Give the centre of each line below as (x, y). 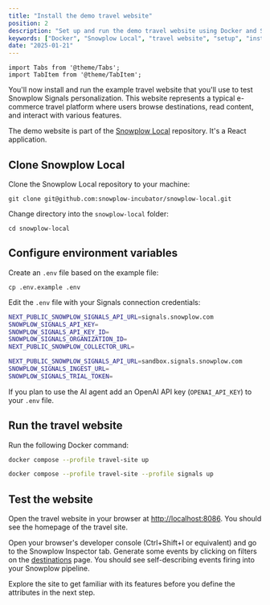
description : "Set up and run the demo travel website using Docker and (133, 31)
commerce (26, 107)
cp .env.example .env (45, 287)
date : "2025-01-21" (41, 46)
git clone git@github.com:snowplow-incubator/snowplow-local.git (120, 199)
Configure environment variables (93, 253)
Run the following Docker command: (69, 445)
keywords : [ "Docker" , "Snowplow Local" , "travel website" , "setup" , (125, 38)
